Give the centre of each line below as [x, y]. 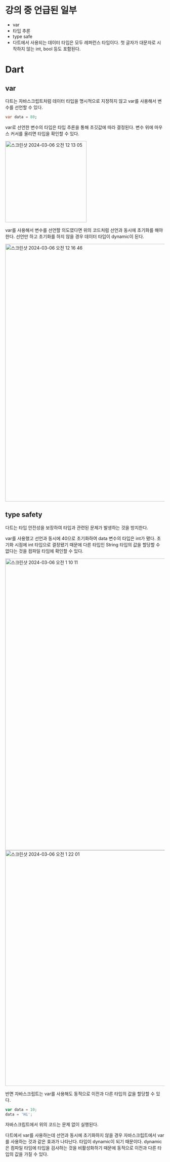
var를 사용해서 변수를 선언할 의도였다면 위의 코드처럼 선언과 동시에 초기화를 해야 [84, 230]
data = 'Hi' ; [19, 1114]
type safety [24, 515]
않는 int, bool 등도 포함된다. [53, 49]
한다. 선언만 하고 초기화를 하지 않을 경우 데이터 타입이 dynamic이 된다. [75, 236]
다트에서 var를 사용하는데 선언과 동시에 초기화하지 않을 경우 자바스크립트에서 [81, 1135]
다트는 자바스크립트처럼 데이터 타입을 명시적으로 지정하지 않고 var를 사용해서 [81, 101]
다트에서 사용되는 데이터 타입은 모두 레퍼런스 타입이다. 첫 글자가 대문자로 [84, 42]
